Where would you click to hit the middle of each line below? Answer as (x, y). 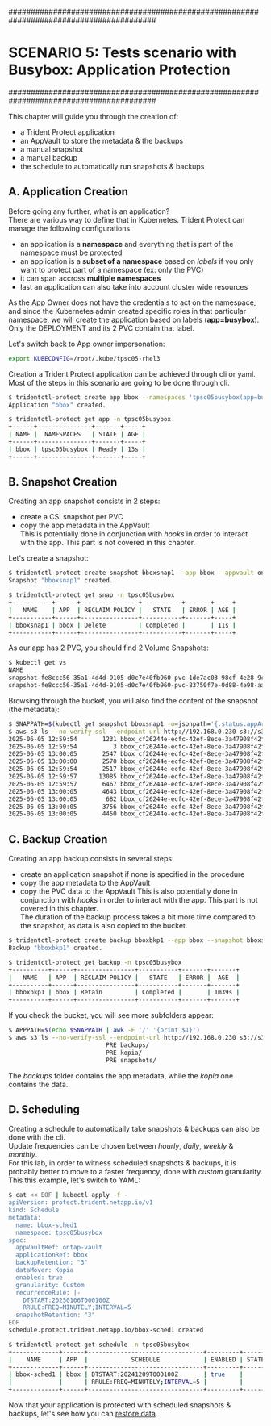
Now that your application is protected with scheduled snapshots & (120, 1405)
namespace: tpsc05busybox (59, 1232)
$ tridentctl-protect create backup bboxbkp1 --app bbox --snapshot (126, 940)
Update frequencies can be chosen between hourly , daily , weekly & (121, 1146)
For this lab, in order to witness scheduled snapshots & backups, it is (122, 1163)
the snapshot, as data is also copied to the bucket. (104, 926)
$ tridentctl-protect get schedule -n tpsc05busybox (99, 1345)
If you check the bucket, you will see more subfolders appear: (111, 1015)
